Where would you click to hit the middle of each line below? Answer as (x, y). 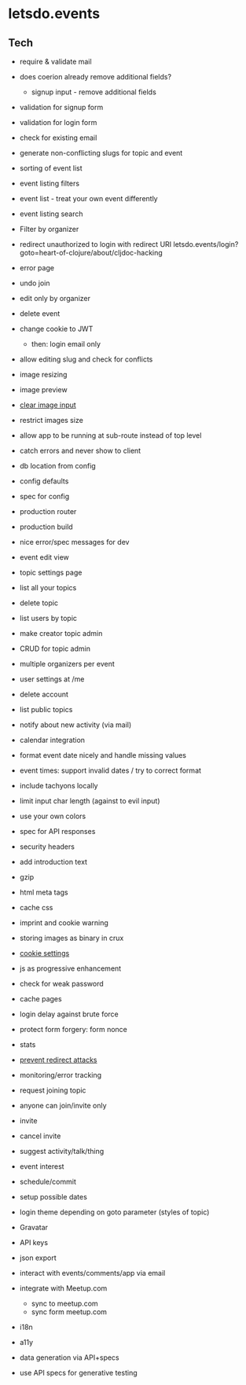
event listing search (51, 214)
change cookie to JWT (56, 329)
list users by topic (48, 618)
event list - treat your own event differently (89, 198)
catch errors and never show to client (80, 450)
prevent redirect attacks (58, 1060)
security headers (47, 847)
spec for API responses (57, 831)
